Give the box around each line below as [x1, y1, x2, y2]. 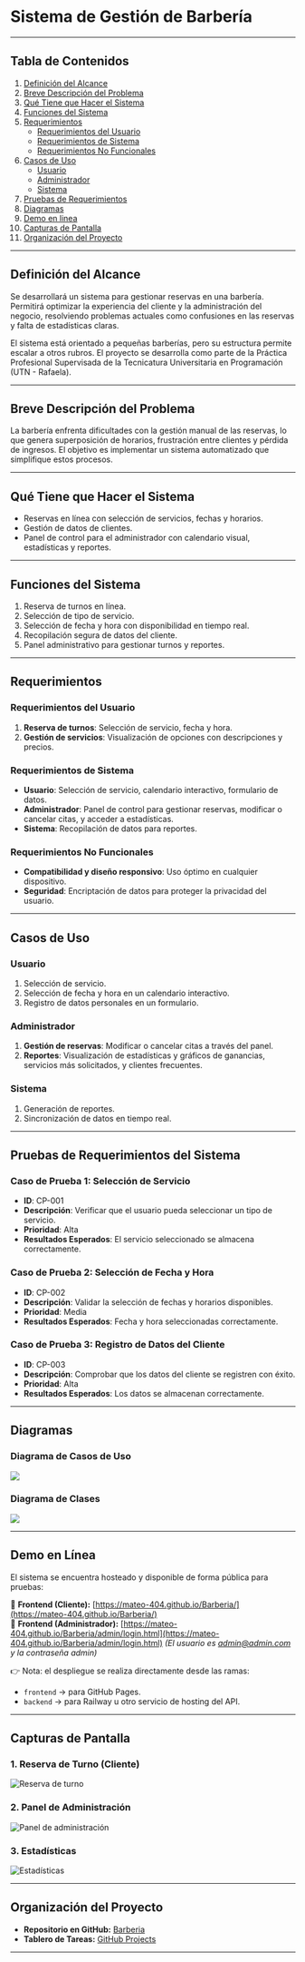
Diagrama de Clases [10, 1493, 100, 1506]
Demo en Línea [10, 1547, 96, 1563]
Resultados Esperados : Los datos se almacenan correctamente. [23, 1388, 265, 1398]
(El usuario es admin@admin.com [165, 1637, 291, 1648]
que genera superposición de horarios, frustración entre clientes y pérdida [10, 435, 289, 446]
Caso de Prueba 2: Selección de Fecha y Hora [10, 1266, 214, 1279]
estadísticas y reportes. [23, 542, 111, 553]
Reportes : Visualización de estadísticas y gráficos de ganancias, [23, 1050, 266, 1061]
